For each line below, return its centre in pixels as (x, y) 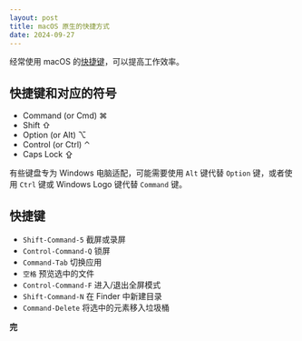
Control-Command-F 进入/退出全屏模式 (92, 285)
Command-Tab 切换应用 (62, 262)
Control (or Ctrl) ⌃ (56, 145)
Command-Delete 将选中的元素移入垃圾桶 (96, 307)
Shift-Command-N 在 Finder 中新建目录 (92, 296)
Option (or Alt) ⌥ (54, 135)
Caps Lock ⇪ (48, 155)
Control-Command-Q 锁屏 (66, 251)
